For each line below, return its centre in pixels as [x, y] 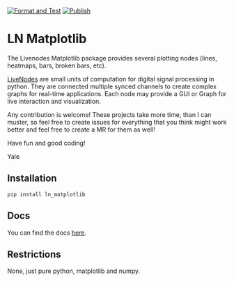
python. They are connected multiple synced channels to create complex [112, 86]
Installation [32, 179]
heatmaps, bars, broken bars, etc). [57, 65]
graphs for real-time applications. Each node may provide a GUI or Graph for [117, 93]
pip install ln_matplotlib [46, 194]
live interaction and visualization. [54, 101]
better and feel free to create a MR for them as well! [81, 130]
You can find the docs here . [47, 233]
